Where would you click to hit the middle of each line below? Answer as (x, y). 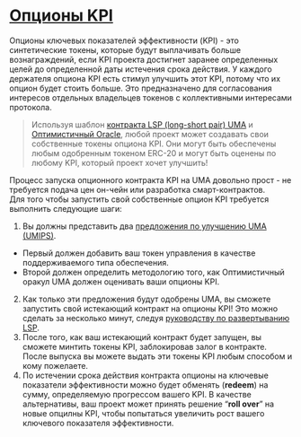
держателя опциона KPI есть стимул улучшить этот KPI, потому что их (145, 78)
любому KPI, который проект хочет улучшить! (120, 162)
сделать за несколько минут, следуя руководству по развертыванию (156, 318)
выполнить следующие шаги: (66, 208)
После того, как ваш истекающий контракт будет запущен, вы (142, 336)
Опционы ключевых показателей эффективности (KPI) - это (124, 40)
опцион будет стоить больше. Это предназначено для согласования (141, 88)
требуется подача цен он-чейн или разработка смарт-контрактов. (137, 189)
